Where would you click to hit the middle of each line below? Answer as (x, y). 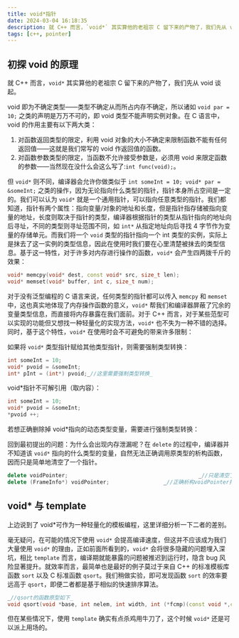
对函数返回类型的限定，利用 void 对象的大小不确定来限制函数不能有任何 (122, 140)
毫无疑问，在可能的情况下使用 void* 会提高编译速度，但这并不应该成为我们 (117, 539)
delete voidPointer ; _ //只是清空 (118, 476)
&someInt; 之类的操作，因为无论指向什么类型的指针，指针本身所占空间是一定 (119, 191)
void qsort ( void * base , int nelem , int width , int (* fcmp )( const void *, (119, 604)
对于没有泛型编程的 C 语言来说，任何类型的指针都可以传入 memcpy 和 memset (117, 296)
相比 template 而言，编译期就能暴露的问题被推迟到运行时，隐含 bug (119, 557)
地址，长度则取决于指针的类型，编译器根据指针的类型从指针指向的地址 (122, 217)
